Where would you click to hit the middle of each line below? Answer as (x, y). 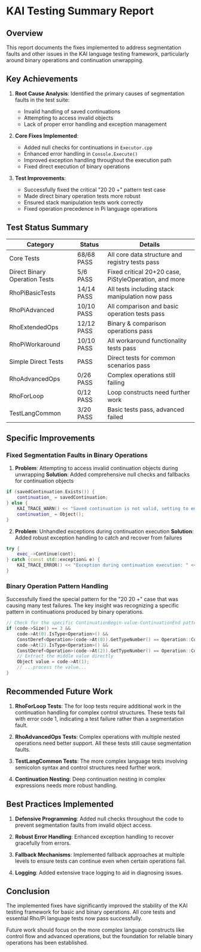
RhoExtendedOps (34, 327)
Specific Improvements (51, 438)
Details (150, 244)
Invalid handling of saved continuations (72, 111)
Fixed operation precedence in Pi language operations (91, 208)
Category (40, 244)
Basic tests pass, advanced (146, 410)
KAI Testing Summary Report (80, 11)
